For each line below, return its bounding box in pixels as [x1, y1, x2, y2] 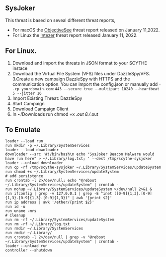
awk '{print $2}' [76, 196, 112, 201]
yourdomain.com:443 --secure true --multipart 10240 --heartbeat [21, 86, 160, 91]
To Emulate [5, 126, 41, 134]
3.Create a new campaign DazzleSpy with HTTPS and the [12, 76, 130, 82]
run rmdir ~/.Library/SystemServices [5, 226, 83, 231]
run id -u [5, 204, 26, 209]
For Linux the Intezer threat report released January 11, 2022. [12, 32, 138, 38]
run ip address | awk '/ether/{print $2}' [5, 200, 94, 205]
